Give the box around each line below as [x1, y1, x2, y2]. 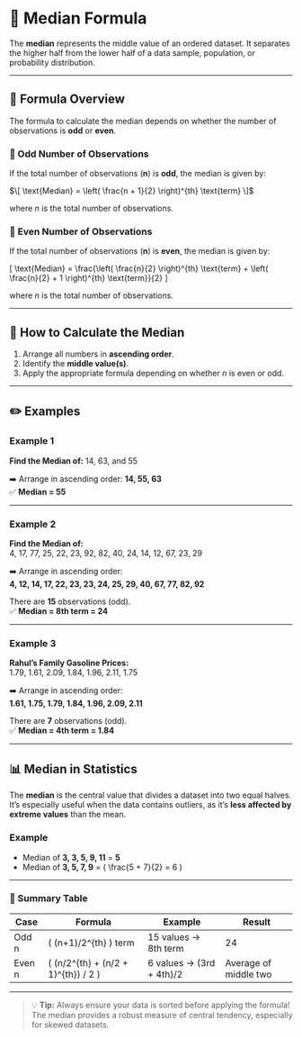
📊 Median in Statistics [9, 761, 138, 777]
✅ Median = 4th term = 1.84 [9, 725, 115, 736]
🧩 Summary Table [9, 892, 88, 905]
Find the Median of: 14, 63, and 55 [9, 455, 138, 466]
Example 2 [9, 518, 57, 530]
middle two [225, 968, 272, 980]
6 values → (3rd [147, 956, 216, 969]
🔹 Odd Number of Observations [9, 148, 150, 160]
